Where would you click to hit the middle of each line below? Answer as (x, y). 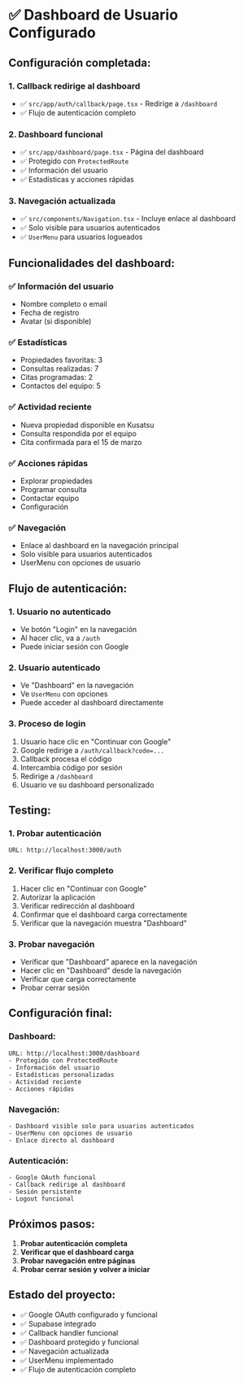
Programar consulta (53, 490)
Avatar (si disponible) (56, 321)
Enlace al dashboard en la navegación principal (99, 546)
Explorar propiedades (57, 481)
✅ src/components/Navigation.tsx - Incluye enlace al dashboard (128, 219)
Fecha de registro (50, 313)
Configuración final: (60, 1013)
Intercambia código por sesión (71, 767)
